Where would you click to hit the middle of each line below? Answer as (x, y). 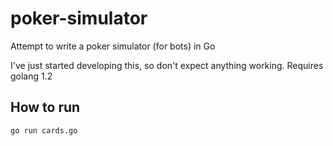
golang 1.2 (31, 76)
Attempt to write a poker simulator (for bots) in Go (113, 46)
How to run (45, 107)
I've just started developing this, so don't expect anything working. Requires (167, 65)
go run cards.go (44, 130)
